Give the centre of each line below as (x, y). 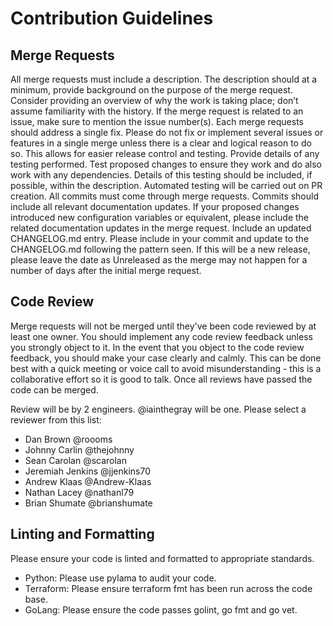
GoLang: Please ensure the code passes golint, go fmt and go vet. (161, 609)
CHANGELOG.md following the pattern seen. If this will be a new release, (160, 249)
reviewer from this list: (56, 419)
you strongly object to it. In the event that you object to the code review (157, 347)
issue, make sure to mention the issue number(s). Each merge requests (157, 121)
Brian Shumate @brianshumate (88, 503)
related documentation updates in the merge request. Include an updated (161, 228)
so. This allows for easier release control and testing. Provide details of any (165, 153)
